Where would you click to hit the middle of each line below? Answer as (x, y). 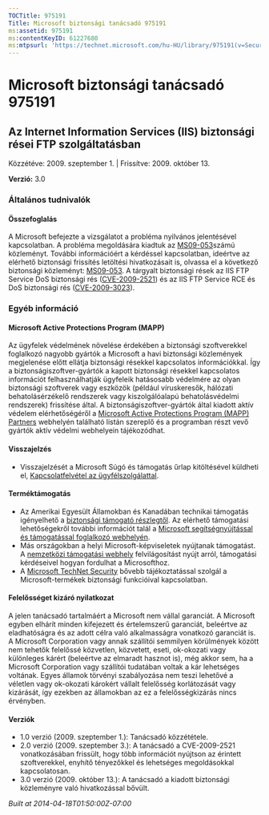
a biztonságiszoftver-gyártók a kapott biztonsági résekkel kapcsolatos (124, 371)
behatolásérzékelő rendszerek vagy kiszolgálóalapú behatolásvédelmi (124, 397)
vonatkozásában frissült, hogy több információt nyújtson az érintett (130, 754)
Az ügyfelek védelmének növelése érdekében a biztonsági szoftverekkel (128, 345)
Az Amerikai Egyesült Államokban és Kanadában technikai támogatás (134, 511)
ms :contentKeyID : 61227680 (53, 38)
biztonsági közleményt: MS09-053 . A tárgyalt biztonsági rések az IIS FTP (129, 271)
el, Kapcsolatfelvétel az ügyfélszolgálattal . (89, 475)
